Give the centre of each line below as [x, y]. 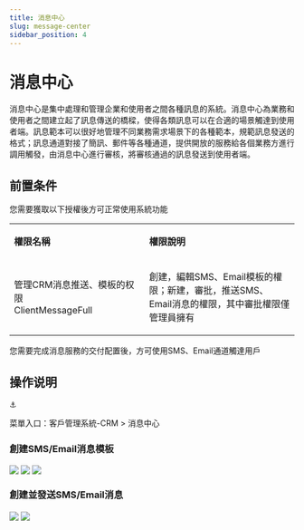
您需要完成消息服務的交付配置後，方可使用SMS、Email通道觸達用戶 [135, 351]
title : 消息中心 [37, 18]
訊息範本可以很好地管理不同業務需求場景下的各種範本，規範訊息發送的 [164, 131]
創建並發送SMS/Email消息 [66, 495]
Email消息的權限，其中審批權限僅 [219, 304]
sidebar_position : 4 [48, 34]
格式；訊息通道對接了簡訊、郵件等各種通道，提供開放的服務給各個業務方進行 [152, 143]
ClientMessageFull [53, 311]
